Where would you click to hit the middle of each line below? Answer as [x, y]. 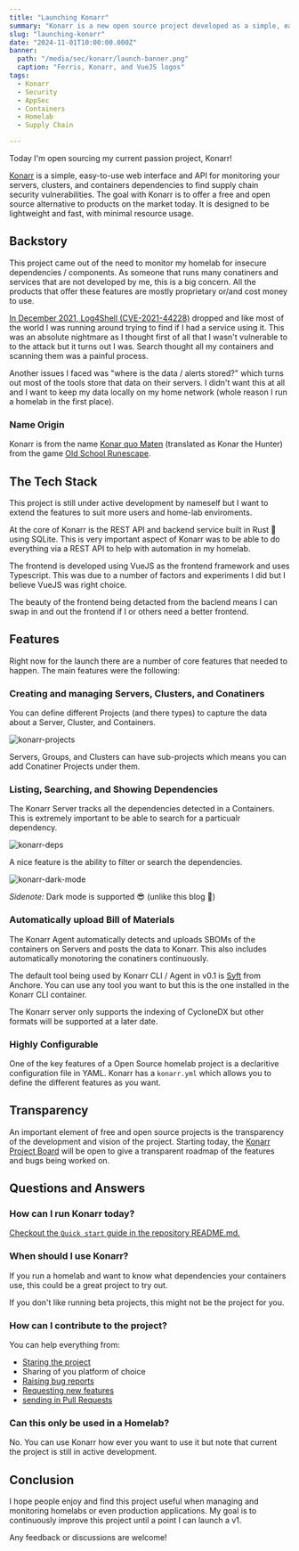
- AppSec [33, 100]
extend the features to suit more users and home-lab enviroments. [131, 512]
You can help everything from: [65, 1345]
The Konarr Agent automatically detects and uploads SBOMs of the [133, 939]
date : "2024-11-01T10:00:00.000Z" [73, 42]
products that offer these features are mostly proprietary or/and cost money [148, 291]
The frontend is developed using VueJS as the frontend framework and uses [149, 566]
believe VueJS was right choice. [68, 584]
